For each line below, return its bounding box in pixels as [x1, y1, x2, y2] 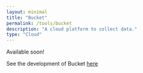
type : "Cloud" [6, 32, 43, 38]
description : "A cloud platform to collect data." [6, 26, 138, 32]
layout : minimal [6, 9, 47, 15]
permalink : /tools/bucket [6, 20, 72, 26]
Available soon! [6, 48, 44, 55]
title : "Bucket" [6, 15, 47, 21]
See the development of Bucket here [6, 60, 99, 68]
